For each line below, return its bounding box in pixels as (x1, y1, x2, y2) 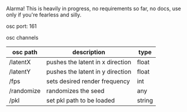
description (72, 48, 106, 56)
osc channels (6, 34, 39, 41)
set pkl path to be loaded (46, 97, 115, 104)
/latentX (9, 58, 31, 66)
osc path (12, 48, 38, 56)
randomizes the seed (46, 87, 105, 95)
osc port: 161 (6, 23, 37, 29)
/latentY (9, 68, 31, 75)
